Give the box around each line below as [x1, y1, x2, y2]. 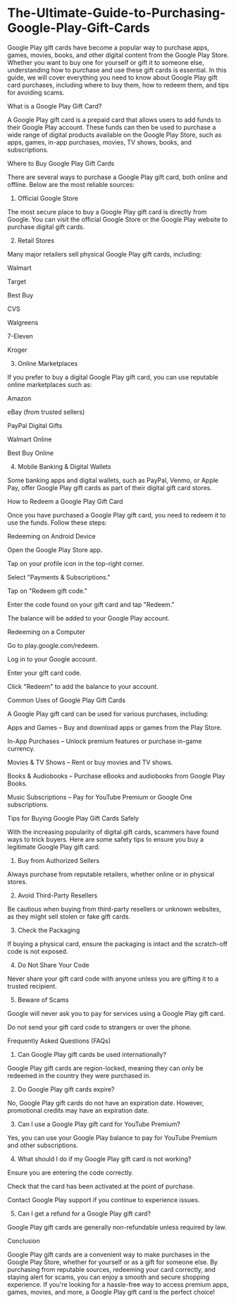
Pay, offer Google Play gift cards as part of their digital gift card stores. [7, 483, 213, 491]
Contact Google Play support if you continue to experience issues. [7, 1195, 200, 1204]
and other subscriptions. [7, 1141, 79, 1149]
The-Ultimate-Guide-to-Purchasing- [7, 5, 226, 21]
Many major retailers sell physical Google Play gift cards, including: [7, 250, 202, 258]
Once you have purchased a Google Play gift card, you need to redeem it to [7, 510, 226, 519]
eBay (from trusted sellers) [7, 408, 85, 416]
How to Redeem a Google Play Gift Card [7, 497, 123, 506]
